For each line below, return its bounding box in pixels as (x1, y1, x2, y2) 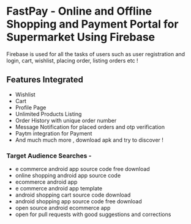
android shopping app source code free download (15, 198, 142, 205)
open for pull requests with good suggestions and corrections (15, 211, 171, 218)
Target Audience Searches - (6, 151, 92, 160)
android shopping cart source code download (15, 191, 131, 199)
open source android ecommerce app (15, 204, 111, 212)
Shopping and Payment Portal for (6, 17, 179, 31)
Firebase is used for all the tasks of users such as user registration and (6, 50, 185, 57)
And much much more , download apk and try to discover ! (15, 136, 164, 143)
